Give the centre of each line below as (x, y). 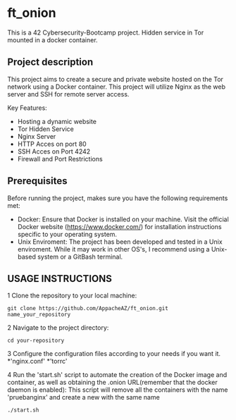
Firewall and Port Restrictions (60, 159)
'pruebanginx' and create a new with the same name (83, 397)
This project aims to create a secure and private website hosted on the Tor (116, 79)
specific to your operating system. (67, 234)
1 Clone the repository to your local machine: (72, 296)
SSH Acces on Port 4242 (54, 151)
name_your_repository (39, 315)
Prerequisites (37, 181)
